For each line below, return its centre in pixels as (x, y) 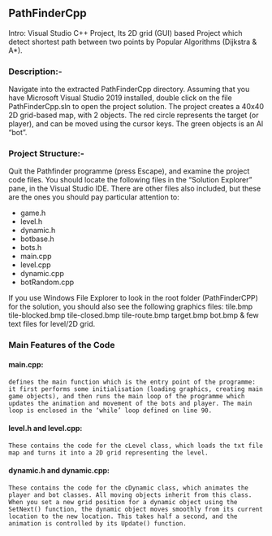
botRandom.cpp (47, 282)
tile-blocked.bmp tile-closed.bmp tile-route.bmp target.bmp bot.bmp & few (134, 315)
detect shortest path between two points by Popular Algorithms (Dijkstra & (133, 42)
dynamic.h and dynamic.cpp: (59, 471)
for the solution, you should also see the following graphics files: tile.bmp (131, 307)
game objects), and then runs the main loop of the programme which (127, 396)
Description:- (35, 71)
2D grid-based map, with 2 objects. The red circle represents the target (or (134, 115)
